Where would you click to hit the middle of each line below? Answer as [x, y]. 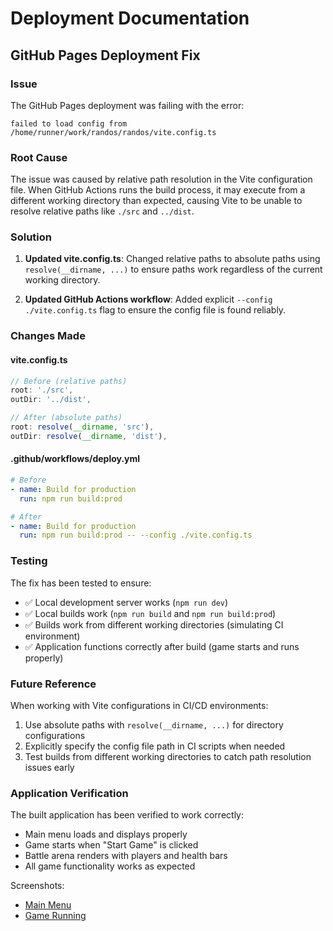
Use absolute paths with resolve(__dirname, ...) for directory [154, 724]
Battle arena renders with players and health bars [126, 856]
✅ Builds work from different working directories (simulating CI [154, 624]
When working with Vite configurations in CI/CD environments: [139, 705]
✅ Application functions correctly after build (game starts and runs [162, 646]
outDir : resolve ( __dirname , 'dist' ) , [89, 436]
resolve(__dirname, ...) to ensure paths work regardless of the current [173, 269]
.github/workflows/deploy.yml [75, 459]
